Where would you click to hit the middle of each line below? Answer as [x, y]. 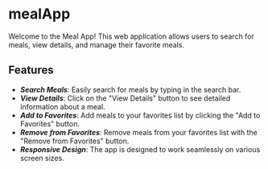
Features [31, 70]
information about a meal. [63, 106]
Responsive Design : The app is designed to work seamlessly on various [140, 149]
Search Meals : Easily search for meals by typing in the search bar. [130, 89]
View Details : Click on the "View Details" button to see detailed [125, 98]
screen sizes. [42, 158]
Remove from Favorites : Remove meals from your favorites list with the [138, 132]
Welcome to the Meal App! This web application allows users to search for [132, 36]
